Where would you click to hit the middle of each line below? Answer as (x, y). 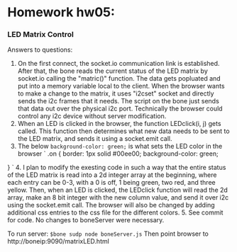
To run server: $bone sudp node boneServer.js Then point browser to (108, 234)
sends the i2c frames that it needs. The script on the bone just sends (118, 101)
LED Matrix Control (41, 35)
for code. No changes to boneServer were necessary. (86, 220)
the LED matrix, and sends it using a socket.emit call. (95, 139)
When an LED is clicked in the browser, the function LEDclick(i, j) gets (119, 124)
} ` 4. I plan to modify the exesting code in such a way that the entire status (117, 168)
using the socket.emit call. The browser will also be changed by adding (111, 205)
